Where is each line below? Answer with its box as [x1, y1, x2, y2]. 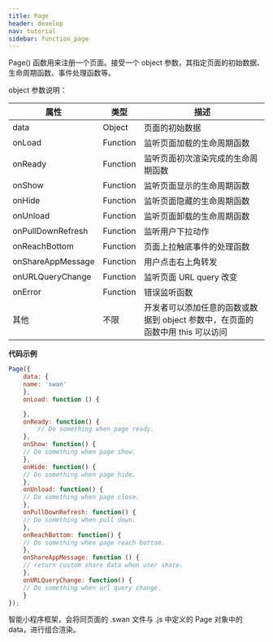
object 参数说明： [8, 85, 67, 95]
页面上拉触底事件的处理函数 [143, 241, 250, 253]
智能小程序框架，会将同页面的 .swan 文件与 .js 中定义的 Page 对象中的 [8, 614, 244, 624]
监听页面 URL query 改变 [143, 271, 238, 283]
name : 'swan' [23, 380, 67, 388]
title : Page [8, 11, 49, 20]
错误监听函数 [143, 287, 193, 298]
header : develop [8, 20, 63, 28]
